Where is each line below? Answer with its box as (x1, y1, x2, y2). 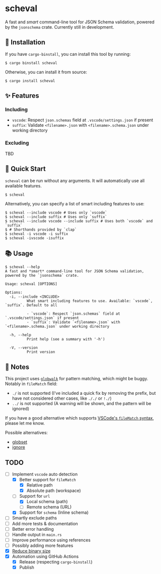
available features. (5, 183, 42, 188)
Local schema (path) (26, 499, 68, 505)
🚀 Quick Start (5, 165, 46, 173)
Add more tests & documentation (12, 521, 79, 526)
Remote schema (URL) (26, 504, 72, 510)
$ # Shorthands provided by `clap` (5, 227, 77, 232)
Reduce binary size (12, 548, 51, 554)
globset (12, 439, 28, 445)
